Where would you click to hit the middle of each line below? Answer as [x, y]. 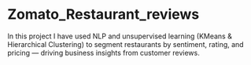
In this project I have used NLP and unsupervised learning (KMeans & [120, 36]
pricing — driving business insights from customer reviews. [103, 52]
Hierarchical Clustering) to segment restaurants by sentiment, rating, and [126, 44]
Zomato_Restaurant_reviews [103, 14]
